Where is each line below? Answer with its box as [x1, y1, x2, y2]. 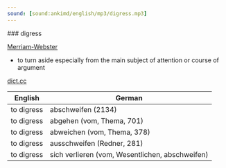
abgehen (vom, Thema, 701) [49, 115, 144, 125]
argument [17, 63, 45, 71]
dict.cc [7, 77, 27, 85]
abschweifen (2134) [49, 104, 117, 114]
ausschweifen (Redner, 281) [49, 138, 144, 148]
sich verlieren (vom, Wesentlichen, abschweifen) [49, 149, 209, 159]
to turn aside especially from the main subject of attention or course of [17, 56, 220, 64]
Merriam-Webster [7, 42, 58, 50]
